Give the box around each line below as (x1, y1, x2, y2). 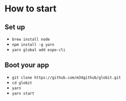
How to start (4, 3, 57, 14)
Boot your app (4, 61, 49, 70)
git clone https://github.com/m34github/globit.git (11, 75, 121, 80)
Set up (4, 23, 25, 31)
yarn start (11, 91, 35, 96)
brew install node (11, 37, 50, 42)
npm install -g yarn (11, 42, 55, 47)
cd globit (11, 80, 33, 85)
